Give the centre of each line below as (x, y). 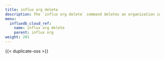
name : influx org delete (39, 28)
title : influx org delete (31, 10)
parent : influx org (34, 32)
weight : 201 (17, 37)
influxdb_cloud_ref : (30, 23)
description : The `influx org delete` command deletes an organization (80, 14)
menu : (11, 19)
